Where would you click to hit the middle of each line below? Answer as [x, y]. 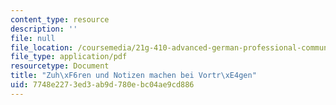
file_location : [42, 47]
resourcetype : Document [60, 66]
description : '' [44, 29]
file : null [33, 38]
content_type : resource [60, 19]
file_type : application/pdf [69, 57]
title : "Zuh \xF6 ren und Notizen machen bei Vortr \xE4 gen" [133, 76]
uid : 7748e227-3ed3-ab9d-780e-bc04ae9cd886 [102, 85]
